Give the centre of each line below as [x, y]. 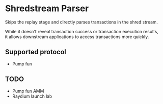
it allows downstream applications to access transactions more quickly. [77, 37]
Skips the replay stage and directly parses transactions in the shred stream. [81, 22]
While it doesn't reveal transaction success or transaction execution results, [82, 31]
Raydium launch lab [32, 96]
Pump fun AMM [28, 91]
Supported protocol [36, 52]
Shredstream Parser [47, 9]
